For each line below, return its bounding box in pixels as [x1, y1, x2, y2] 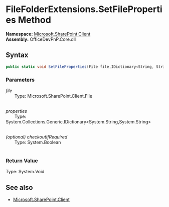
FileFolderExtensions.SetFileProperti [6, 4, 162, 15]
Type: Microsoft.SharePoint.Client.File [15, 93, 92, 99]
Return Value [6, 157, 38, 164]
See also [6, 183, 33, 192]
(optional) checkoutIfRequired [6, 133, 68, 140]
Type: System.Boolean [15, 139, 61, 145]
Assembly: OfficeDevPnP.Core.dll [6, 36, 76, 42]
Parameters [6, 76, 35, 83]
